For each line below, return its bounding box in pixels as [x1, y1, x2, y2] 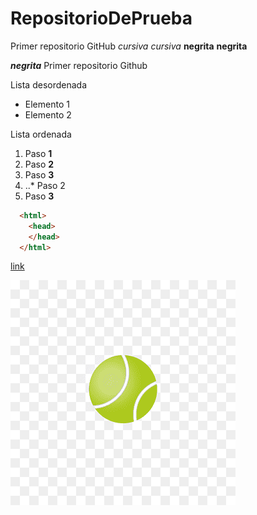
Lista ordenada [10, 128, 72, 140]
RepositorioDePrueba [10, 7, 193, 30]
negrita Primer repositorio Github [10, 59, 148, 71]
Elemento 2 [24, 108, 72, 121]
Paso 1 [24, 147, 53, 159]
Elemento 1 [24, 98, 70, 110]
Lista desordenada [10, 78, 88, 91]
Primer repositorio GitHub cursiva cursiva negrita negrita [10, 40, 248, 52]
